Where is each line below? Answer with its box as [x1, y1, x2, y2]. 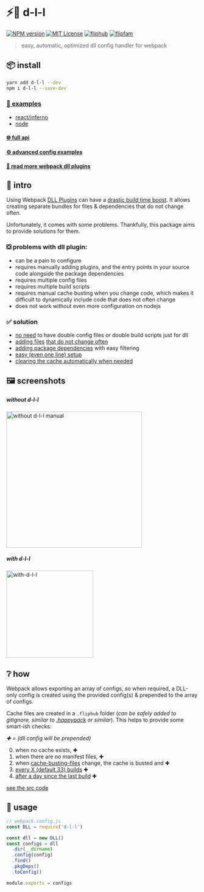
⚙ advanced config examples [6, 148, 83, 155]
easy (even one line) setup [15, 350, 82, 358]
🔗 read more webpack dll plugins [6, 162, 91, 169]
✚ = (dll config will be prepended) [6, 735, 91, 742]
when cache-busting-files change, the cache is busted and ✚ [15, 759, 170, 767]
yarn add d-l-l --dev [6, 79, 62, 86]
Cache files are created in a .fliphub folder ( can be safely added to [6, 710, 177, 717]
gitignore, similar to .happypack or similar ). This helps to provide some [6, 717, 185, 724]
